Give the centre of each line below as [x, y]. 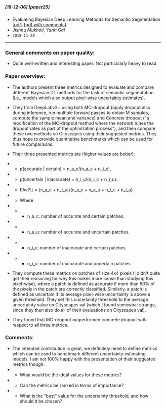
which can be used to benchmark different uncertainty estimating [79, 353]
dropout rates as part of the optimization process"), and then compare [84, 128]
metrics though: [28, 364]
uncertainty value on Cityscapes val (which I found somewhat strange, [84, 304]
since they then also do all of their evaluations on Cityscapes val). [79, 310]
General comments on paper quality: [50, 53]
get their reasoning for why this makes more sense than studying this [83, 278]
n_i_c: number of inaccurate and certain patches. [77, 247]
